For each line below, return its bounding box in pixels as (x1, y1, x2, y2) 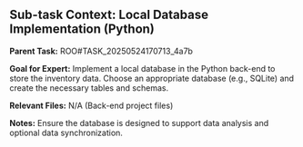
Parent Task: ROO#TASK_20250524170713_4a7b (9, 45, 194, 56)
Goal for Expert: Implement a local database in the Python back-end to (9, 63, 276, 73)
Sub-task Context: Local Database (9, 7, 209, 23)
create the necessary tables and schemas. (9, 82, 169, 93)
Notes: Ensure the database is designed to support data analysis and (9, 117, 269, 128)
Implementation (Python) (9, 22, 155, 37)
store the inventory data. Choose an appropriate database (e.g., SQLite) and (9, 73, 294, 83)
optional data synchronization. (9, 127, 123, 138)
